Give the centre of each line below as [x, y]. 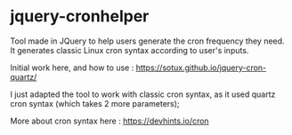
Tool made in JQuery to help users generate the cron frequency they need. [147, 41]
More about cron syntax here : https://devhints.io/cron [109, 121]
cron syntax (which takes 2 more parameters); [95, 103]
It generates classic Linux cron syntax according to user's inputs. [130, 50]
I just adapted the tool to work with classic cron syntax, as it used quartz [143, 94]
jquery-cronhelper [80, 16]
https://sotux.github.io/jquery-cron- [201, 67]
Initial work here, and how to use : [72, 67]
